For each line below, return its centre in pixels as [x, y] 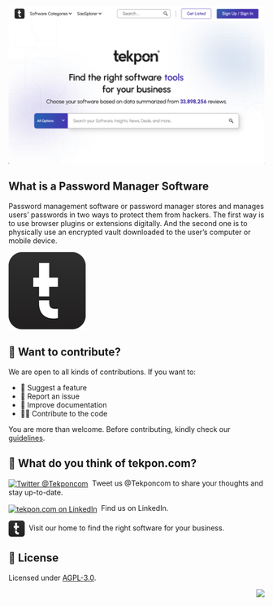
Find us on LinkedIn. [135, 508]
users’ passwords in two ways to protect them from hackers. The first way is [136, 215]
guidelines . [27, 438]
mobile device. [33, 240]
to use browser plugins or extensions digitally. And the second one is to [128, 223]
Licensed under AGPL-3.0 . [52, 578]
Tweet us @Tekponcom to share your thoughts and [178, 483]
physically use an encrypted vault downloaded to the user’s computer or [130, 232]
